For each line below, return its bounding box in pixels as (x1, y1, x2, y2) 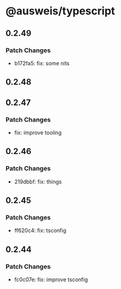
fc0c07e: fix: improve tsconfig (14, 276, 88, 283)
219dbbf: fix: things (14, 178, 62, 185)
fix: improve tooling (14, 129, 62, 136)
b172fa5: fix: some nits (14, 59, 70, 67)
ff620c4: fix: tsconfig (14, 227, 67, 234)
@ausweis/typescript (5, 4, 116, 18)
